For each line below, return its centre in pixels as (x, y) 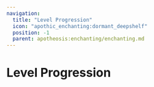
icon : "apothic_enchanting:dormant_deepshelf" (80, 26)
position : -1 (31, 33)
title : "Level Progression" (53, 20)
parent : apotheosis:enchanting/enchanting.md (79, 39)
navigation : (23, 13)
